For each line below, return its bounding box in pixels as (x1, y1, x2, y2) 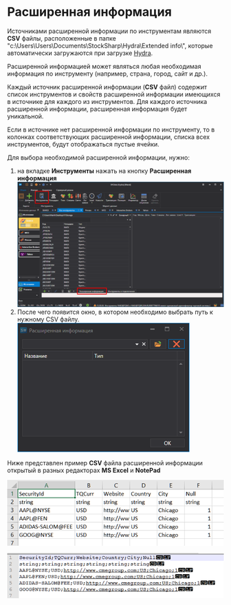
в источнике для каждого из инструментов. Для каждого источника (7, 97, 208, 105)
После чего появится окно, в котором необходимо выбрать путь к (16, 308, 213, 317)
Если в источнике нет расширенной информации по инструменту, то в (7, 125, 215, 134)
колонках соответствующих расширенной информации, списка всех (7, 132, 210, 141)
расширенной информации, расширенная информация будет (7, 105, 188, 113)
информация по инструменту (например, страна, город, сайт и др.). (7, 70, 208, 78)
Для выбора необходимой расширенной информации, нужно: (7, 153, 190, 162)
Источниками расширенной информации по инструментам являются (7, 27, 212, 35)
